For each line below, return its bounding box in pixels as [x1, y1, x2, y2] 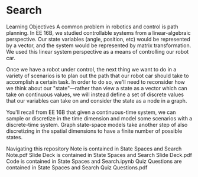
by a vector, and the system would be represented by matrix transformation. [6, 42, 191, 49]
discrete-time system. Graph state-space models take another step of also [6, 121, 188, 128]
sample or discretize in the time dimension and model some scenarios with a [6, 114, 193, 122]
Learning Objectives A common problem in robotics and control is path [6, 23, 178, 30]
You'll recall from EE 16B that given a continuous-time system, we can [6, 109, 176, 116]
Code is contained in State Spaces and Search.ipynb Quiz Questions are [6, 158, 182, 165]
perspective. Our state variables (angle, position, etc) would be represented [6, 35, 190, 42]
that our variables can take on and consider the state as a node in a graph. [6, 97, 187, 104]
